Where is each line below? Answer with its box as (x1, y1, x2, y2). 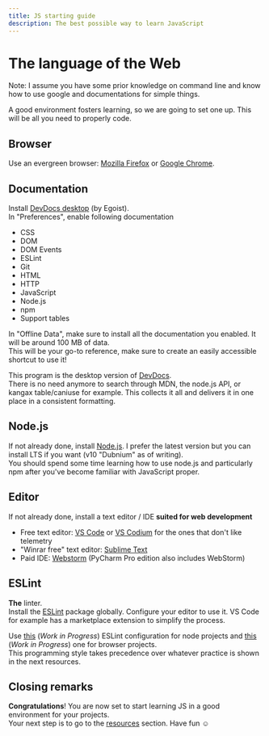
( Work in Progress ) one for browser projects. (8, 639, 158, 649)
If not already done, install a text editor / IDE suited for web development (8, 511, 253, 521)
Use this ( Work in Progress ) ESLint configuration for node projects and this (8, 631, 257, 641)
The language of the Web (8, 54, 182, 73)
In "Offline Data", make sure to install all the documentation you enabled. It (8, 329, 256, 339)
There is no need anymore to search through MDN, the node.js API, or (8, 379, 241, 389)
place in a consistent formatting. (8, 397, 116, 406)
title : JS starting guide (8, 11, 95, 20)
